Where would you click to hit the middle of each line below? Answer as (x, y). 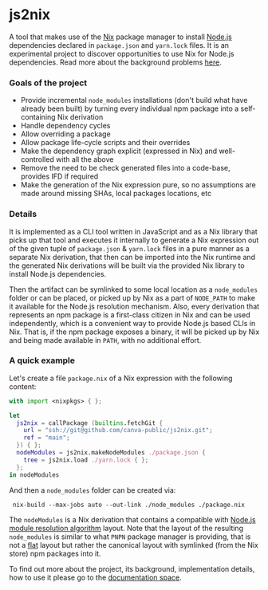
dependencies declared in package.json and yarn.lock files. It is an (119, 45)
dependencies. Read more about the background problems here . (115, 62)
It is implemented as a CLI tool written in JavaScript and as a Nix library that (133, 231)
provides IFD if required (59, 176)
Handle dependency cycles (65, 126)
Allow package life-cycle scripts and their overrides (105, 143)
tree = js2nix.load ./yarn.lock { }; (86, 460)
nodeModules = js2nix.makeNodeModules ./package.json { (111, 453)
